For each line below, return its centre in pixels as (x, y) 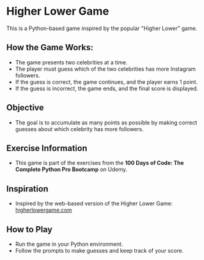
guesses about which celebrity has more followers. (79, 129)
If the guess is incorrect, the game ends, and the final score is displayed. (107, 88)
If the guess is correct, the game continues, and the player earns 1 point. (106, 82)
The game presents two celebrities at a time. (71, 62)
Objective (25, 108)
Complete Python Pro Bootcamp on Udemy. (71, 169)
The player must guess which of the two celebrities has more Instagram (105, 69)
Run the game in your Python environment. (69, 244)
